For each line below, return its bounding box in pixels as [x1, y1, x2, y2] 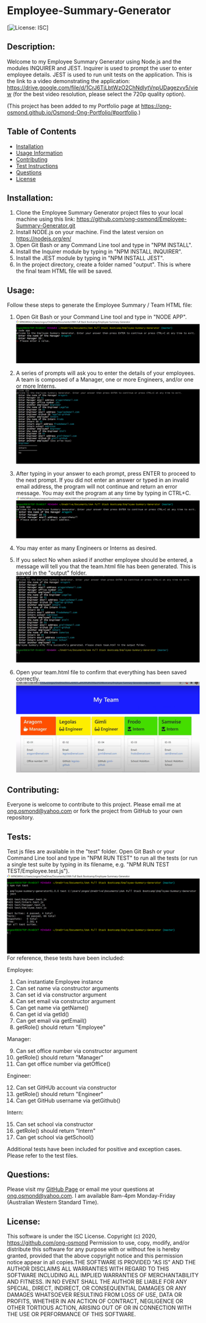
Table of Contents [7, 127, 77, 137]
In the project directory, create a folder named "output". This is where [15, 261, 191, 268]
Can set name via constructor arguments [15, 984, 119, 992]
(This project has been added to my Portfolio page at [7, 102, 140, 109]
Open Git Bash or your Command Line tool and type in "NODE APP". [15, 313, 187, 321]
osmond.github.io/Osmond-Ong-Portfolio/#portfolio [7, 108, 138, 116]
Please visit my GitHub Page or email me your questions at [7, 1185, 155, 1193]
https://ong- [141, 102, 172, 109]
